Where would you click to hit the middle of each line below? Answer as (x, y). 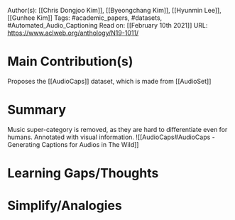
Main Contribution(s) (70, 61)
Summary (37, 110)
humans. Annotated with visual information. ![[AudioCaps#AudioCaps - (111, 137)
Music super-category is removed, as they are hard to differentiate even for (117, 129)
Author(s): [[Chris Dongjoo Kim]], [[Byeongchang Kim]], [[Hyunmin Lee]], (114, 10)
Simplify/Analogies (65, 206)
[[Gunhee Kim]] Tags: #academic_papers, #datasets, (85, 18)
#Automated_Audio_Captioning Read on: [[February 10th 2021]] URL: (108, 25)
